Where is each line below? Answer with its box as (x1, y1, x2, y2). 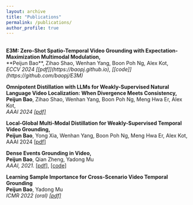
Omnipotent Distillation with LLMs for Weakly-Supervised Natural (6, 83, 170, 91)
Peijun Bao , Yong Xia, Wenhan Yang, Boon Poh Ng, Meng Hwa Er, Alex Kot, (6, 132, 188, 139)
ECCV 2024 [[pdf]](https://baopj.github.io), (6, 66, 111, 73)
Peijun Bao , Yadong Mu (6, 186, 63, 193)
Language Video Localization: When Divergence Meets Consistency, (6, 90, 177, 97)
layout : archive (6, 8, 46, 15)
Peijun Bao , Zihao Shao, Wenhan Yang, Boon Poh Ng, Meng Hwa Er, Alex (6, 96, 183, 103)
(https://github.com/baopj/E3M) (6, 72, 83, 79)
